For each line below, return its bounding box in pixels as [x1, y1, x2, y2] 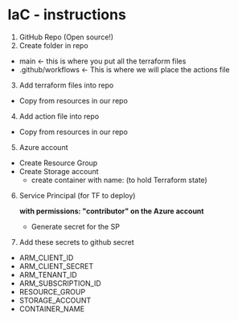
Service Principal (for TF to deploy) [18, 190, 136, 200]
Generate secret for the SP [31, 221, 120, 231]
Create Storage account [18, 166, 99, 176]
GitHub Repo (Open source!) [18, 32, 114, 42]
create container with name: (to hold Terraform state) [31, 175, 208, 185]
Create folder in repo [18, 40, 89, 50]
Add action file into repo [18, 111, 100, 121]
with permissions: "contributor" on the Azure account [18, 206, 204, 216]
